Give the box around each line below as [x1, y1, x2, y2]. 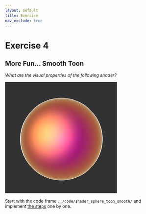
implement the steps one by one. [5, 203, 72, 209]
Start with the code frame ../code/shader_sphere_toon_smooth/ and [5, 198, 141, 204]
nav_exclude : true [5, 18, 43, 23]
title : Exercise [5, 13, 38, 18]
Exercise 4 [5, 40, 49, 51]
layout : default [5, 8, 38, 13]
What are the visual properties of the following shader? [5, 72, 117, 78]
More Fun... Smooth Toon [5, 59, 84, 68]
